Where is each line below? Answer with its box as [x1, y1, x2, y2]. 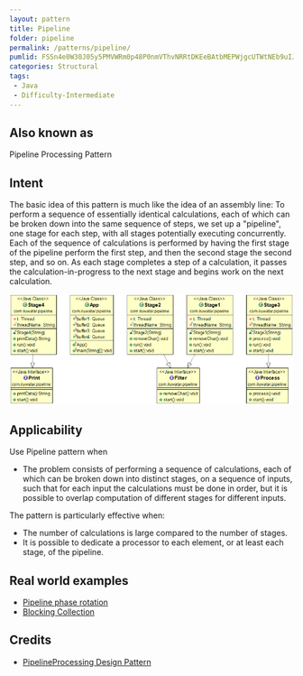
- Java [13, 81, 39, 90]
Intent [9, 175, 43, 190]
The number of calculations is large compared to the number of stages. [22, 528, 289, 539]
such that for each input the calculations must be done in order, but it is [22, 483, 289, 494]
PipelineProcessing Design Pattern [22, 656, 151, 667]
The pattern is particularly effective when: [9, 510, 165, 521]
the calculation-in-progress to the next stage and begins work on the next [9, 266, 284, 277]
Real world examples [9, 573, 129, 588]
